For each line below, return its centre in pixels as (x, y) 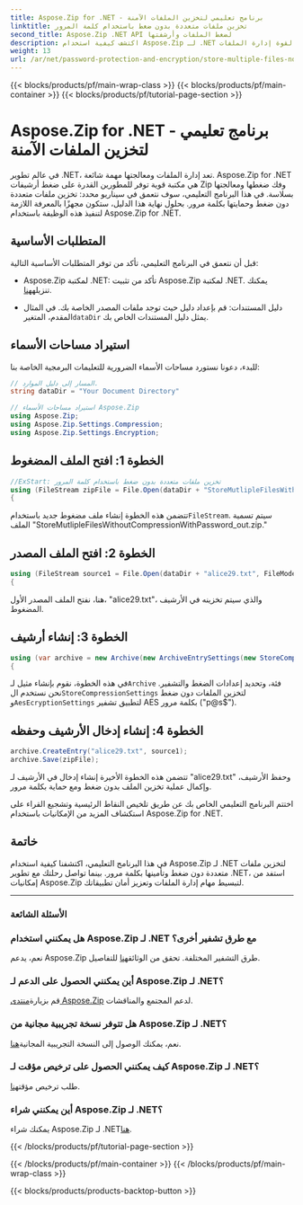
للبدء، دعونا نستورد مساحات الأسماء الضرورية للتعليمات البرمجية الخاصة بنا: (135, 367)
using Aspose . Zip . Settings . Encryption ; (85, 432)
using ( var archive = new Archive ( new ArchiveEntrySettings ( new (133, 658)
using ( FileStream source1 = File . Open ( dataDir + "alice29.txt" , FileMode (153, 574)
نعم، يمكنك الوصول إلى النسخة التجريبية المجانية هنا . (96, 1043)
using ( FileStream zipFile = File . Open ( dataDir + (105, 490)
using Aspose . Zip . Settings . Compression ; (87, 425)
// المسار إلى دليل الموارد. (54, 383)
